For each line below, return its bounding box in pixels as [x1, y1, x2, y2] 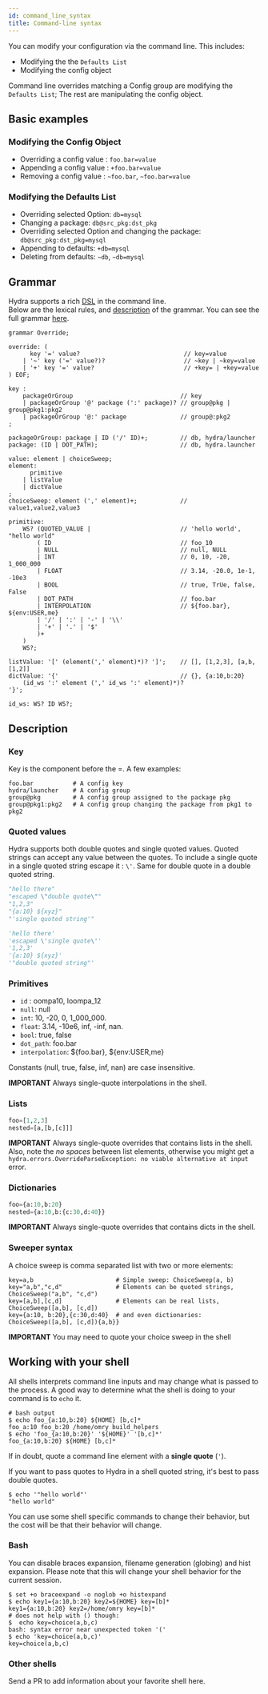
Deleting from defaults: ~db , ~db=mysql [19, 252, 146, 262]
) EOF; [8, 371, 30, 379]
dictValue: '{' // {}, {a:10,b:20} [8, 672, 246, 680]
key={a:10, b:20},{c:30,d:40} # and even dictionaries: [8, 1311, 202, 1319]
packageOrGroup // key [22, 392, 202, 400]
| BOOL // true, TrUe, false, [37, 581, 256, 589]
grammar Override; [8, 329, 70, 337]
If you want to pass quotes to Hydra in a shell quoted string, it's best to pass [8, 1466, 260, 1476]
